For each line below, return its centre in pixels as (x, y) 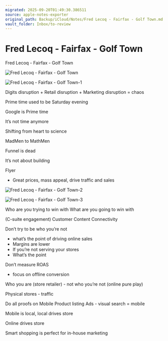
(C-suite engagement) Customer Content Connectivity (62, 219)
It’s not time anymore (27, 122)
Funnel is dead (21, 151)
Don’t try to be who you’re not (36, 229)
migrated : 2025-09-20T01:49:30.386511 (46, 10)
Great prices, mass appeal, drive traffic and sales (63, 180)
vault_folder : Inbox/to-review (38, 24)
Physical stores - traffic (29, 294)
